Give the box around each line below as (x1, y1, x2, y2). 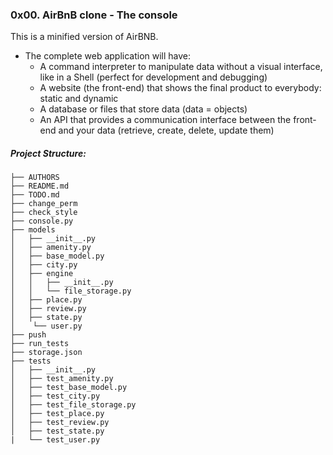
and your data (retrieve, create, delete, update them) (58, 124, 275, 137)
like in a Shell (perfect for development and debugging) (39, 71, 268, 83)
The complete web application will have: (24, 50, 192, 62)
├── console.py (10, 216, 74, 227)
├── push (10, 330, 47, 340)
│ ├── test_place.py (10, 409, 105, 419)
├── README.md (10, 181, 70, 192)
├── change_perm (10, 199, 78, 209)
